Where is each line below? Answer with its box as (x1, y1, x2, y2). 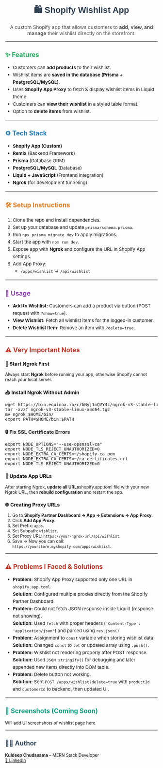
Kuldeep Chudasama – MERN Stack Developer (5, 752, 99, 758)
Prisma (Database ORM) (13, 157, 65, 164)
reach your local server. (5, 376, 52, 382)
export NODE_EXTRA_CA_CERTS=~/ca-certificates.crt (5, 456, 128, 462)
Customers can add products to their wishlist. (13, 64, 112, 71)
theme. (13, 94, 28, 100)
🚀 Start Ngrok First (5, 360, 50, 367)
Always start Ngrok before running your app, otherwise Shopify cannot (5, 371, 147, 377)
